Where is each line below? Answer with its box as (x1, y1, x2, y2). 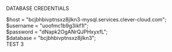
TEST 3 (6, 40, 24, 47)
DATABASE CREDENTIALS (6, 5, 69, 12)
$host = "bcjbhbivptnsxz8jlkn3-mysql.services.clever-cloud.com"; (6, 16, 167, 23)
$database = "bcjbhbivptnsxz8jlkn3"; (6, 35, 97, 41)
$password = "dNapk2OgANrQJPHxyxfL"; (6, 28, 108, 35)
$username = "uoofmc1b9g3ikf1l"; (6, 23, 89, 29)
